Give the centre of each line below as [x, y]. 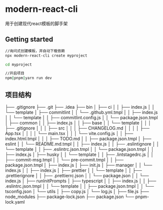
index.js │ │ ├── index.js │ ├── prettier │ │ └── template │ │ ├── [74, 170]
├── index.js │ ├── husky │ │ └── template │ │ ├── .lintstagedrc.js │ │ [80, 154]
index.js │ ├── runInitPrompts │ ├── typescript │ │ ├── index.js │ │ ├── [81, 181]
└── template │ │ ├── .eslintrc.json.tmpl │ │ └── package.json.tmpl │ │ [80, 149]
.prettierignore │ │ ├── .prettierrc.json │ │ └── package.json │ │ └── [77, 175]
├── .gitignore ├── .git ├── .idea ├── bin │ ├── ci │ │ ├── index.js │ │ [80, 107]
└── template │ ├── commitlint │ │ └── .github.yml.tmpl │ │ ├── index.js [81, 112]
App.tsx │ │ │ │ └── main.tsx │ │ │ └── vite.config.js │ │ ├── [69, 133]
